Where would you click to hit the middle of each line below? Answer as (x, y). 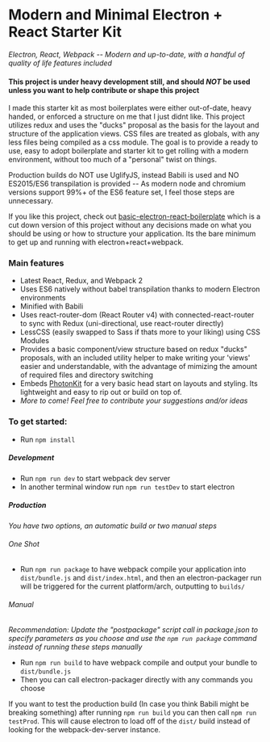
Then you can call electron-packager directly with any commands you (136, 680)
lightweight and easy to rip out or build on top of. (101, 392)
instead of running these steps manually (75, 647)
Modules (35, 341)
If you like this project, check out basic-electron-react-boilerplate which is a (135, 216)
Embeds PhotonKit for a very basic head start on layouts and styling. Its (139, 384)
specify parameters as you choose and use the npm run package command (133, 639)
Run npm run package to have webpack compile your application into (133, 569)
